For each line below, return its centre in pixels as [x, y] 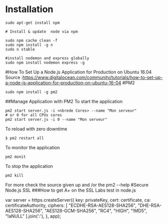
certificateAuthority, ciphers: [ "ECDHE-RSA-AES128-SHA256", [71, 205]
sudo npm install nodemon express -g [45, 62]
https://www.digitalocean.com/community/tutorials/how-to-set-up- [93, 77]
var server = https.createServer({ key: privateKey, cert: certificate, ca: [78, 200]
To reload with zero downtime [36, 129]
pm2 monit [16, 157]
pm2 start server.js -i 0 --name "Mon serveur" [56, 119]
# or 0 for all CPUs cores [34, 115]
